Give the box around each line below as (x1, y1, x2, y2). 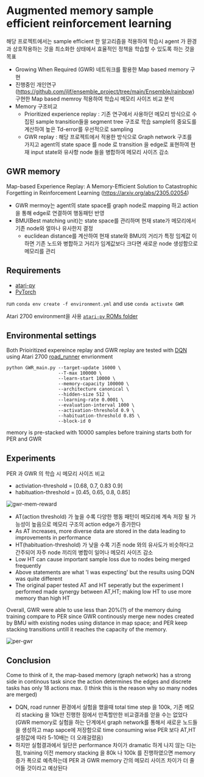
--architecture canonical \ (58, 386, 130, 392)
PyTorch (15, 288, 37, 296)
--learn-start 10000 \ (58, 375, 116, 381)
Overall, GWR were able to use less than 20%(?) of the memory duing (6, 606, 181, 614)
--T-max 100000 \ (58, 370, 102, 377)
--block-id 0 (58, 418, 91, 424)
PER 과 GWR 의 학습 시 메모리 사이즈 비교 (6, 470, 105, 477)
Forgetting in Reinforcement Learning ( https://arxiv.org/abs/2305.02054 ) (6, 189, 189, 196)
